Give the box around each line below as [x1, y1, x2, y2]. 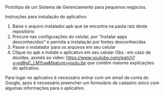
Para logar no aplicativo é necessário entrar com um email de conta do [5, 75, 149, 80]
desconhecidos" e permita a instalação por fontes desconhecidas [12, 39, 146, 45]
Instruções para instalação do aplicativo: [5, 14, 88, 19]
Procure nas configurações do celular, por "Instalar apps [12, 34, 127, 39]
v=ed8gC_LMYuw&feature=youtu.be [12, 60, 86, 65]
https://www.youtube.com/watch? [66, 55, 135, 61]
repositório [12, 29, 34, 34]
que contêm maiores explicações [87, 60, 154, 65]
